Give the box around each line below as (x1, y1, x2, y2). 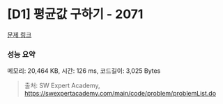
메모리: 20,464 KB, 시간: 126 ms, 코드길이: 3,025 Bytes (7, 67, 161, 75)
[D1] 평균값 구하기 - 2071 (7, 6, 144, 22)
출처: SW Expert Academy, (24, 81, 100, 90)
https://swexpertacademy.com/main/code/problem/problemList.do (24, 89, 217, 98)
